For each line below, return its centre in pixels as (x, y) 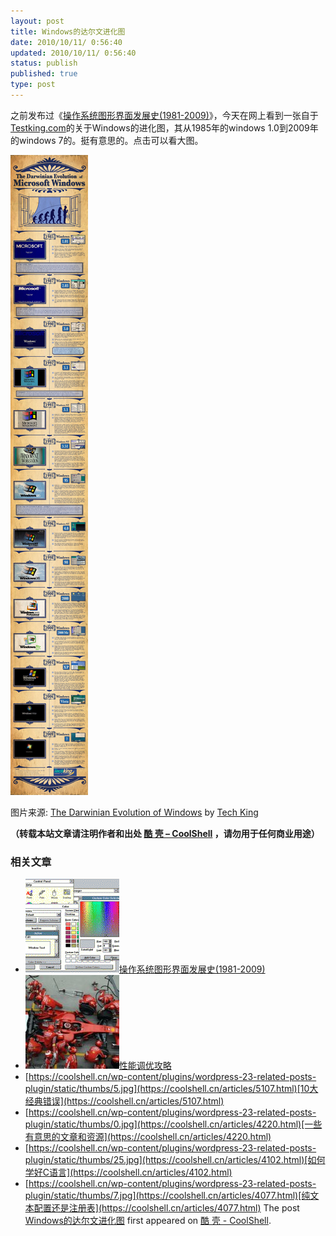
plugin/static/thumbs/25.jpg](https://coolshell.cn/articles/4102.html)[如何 (175, 1160)
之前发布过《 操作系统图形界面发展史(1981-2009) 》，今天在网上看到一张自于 (164, 115)
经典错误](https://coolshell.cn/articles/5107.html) (124, 1101)
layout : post (37, 21)
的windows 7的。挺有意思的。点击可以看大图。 (107, 140)
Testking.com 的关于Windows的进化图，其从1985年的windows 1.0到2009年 (164, 127)
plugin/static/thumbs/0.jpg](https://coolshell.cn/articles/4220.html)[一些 (173, 1124)
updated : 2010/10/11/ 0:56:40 (73, 53)
